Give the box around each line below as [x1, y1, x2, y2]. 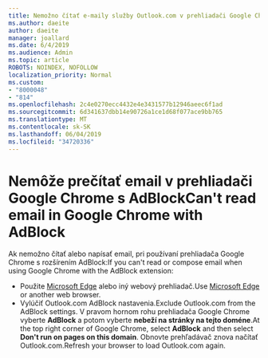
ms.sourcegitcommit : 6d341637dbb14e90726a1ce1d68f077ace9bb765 [8, 108, 223, 116]
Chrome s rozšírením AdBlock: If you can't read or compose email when [8, 258, 242, 267]
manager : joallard [8, 33, 69, 42]
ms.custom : [8, 78, 45, 86]
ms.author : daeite [8, 19, 69, 27]
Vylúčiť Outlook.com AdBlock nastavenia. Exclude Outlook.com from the [19, 298, 256, 308]
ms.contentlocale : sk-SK [8, 123, 91, 131]
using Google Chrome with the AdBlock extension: [8, 266, 174, 276]
